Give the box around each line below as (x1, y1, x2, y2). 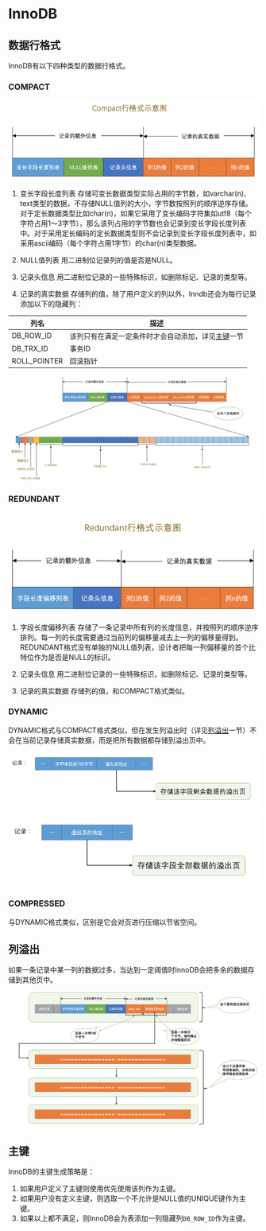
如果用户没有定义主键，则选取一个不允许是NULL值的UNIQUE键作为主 (19, 1194, 246, 1203)
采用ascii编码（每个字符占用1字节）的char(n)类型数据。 (19, 239, 201, 248)
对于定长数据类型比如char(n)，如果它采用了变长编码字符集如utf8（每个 (19, 208, 253, 219)
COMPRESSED (8, 898, 66, 909)
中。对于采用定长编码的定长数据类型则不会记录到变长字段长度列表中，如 (19, 228, 256, 239)
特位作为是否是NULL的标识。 (19, 652, 115, 662)
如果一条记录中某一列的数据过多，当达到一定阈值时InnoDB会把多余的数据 (8, 965, 248, 975)
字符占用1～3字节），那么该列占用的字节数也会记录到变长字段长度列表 (19, 219, 247, 228)
